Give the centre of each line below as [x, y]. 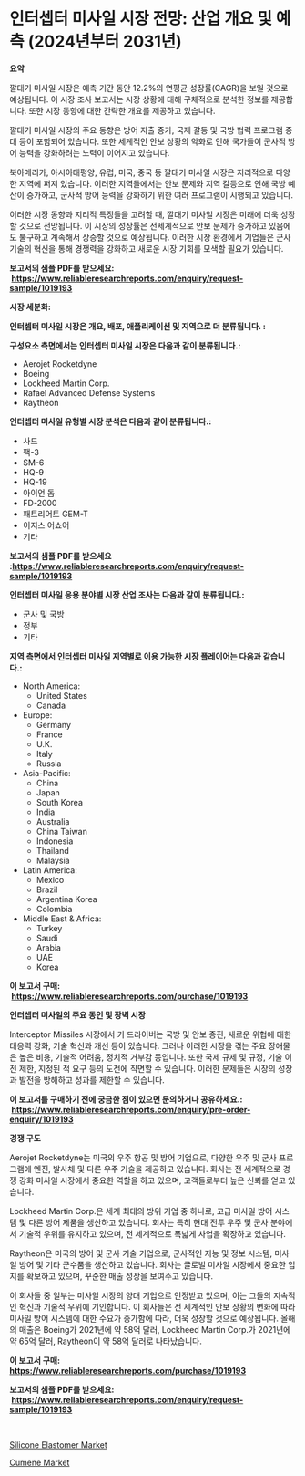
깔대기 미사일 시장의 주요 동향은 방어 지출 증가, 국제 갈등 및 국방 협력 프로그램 [147, 130]
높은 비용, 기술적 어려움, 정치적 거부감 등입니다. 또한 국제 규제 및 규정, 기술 [151, 1057]
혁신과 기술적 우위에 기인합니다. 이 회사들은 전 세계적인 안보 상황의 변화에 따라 [157, 1306]
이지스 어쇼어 [46, 525]
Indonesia [55, 841]
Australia [53, 821]
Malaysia [53, 860]
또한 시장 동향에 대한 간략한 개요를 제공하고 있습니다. [122, 110]
